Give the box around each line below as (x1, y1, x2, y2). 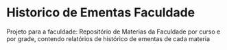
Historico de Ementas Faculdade (6, 5, 195, 21)
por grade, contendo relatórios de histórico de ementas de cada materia (6, 34, 211, 42)
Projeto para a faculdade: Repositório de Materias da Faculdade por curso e (6, 27, 221, 36)
